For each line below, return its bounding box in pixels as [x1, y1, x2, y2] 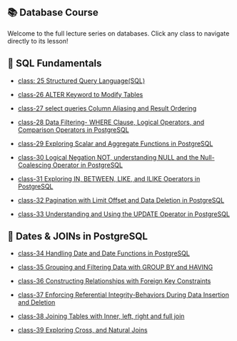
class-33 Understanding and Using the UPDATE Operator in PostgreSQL [17, 210, 231, 218]
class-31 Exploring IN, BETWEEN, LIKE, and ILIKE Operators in [17, 174, 201, 183]
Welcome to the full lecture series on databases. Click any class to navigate [7, 29, 230, 38]
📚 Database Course [7, 6, 99, 19]
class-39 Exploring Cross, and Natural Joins [17, 326, 148, 335]
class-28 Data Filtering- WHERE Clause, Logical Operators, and [17, 118, 205, 126]
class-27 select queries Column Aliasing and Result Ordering [17, 103, 197, 113]
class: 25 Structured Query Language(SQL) [17, 76, 146, 85]
